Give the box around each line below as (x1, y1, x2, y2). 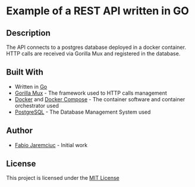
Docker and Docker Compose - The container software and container (14, 95, 185, 102)
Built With (6, 67, 43, 77)
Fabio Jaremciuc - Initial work (14, 141, 88, 148)
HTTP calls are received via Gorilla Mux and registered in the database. (6, 50, 181, 57)
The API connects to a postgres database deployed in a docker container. (6, 43, 186, 51)
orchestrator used (14, 102, 59, 109)
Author (6, 126, 33, 136)
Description (6, 28, 51, 38)
